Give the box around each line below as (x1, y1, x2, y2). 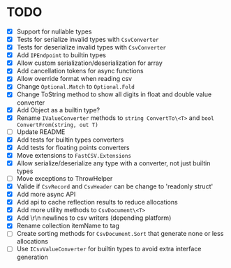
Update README (16, 127, 66, 136)
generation (16, 253, 48, 261)
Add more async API (16, 190, 76, 199)
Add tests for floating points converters (16, 143, 130, 151)
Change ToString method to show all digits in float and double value (16, 90, 212, 98)
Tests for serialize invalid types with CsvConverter (16, 36, 159, 43)
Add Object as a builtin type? (16, 105, 100, 114)
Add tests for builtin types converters (16, 135, 124, 144)
